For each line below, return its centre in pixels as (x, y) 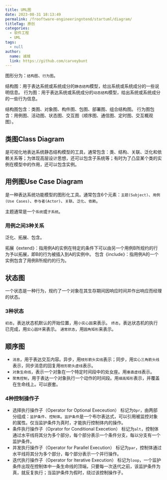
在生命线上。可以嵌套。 (36, 384)
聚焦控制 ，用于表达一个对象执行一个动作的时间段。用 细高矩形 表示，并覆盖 (86, 378)
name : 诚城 (20, 56)
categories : (17, 28)
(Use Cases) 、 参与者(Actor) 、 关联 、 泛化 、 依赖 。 (53, 201)
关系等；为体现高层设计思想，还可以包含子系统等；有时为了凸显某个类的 (83, 158)
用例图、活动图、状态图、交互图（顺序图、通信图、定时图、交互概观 (83, 116)
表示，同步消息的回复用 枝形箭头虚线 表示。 (54, 366)
